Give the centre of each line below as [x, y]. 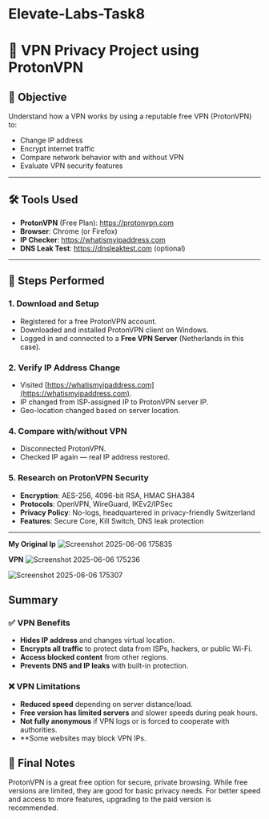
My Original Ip [32, 544]
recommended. [33, 808]
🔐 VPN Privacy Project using [104, 51]
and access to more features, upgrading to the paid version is [110, 799]
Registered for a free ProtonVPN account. [88, 321]
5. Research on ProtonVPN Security [79, 478]
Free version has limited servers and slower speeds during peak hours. [139, 713]
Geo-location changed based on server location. [100, 410]
